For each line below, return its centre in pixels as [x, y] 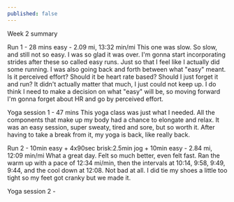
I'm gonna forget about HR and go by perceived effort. [86, 99]
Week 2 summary [32, 33]
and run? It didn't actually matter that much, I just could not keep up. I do [112, 84]
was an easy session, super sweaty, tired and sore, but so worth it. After [111, 127]
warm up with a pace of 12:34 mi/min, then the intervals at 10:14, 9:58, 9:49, [116, 163]
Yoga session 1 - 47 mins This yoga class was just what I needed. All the [111, 112]
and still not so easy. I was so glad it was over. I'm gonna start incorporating [116, 54]
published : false [32, 14]
